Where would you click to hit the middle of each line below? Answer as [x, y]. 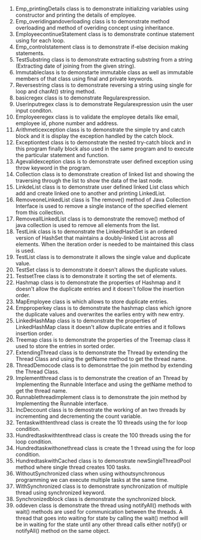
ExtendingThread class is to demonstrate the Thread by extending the [101, 352]
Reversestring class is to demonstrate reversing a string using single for [104, 85]
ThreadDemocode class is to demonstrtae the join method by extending [104, 365]
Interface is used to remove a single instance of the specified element [101, 206]
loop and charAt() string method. [56, 91]
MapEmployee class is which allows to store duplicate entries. [92, 301]
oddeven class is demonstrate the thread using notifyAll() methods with [103, 505]
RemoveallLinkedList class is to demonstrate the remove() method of [100, 219]
